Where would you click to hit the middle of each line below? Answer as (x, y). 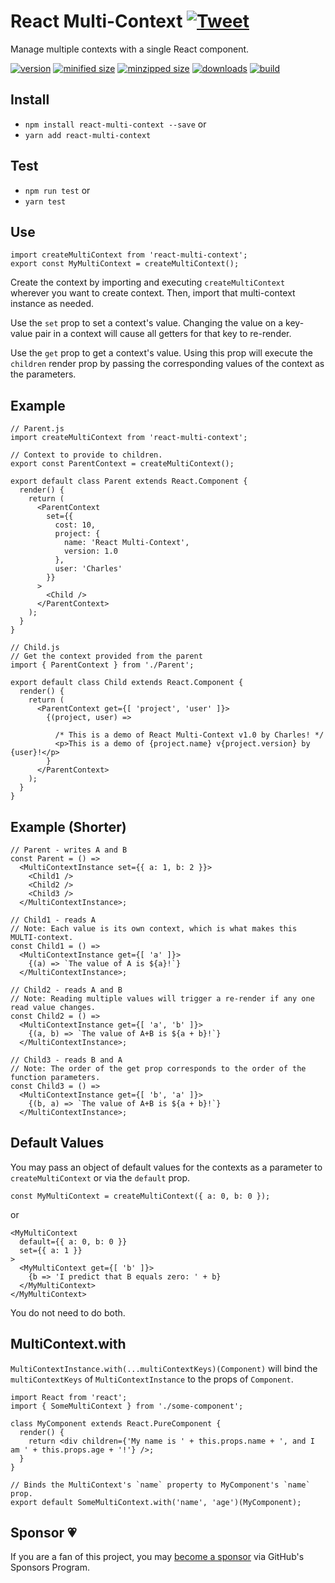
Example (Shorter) (68, 826)
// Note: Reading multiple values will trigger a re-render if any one (162, 999)
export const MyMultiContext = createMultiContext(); (125, 264)
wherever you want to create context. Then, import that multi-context (153, 293)
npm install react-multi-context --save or (115, 124)
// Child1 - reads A (53, 920)
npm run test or (57, 190)
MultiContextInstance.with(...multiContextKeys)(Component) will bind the (164, 1368)
